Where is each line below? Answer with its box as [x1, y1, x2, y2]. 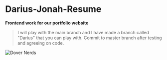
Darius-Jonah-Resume [5, 3, 102, 15]
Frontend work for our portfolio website [5, 20, 89, 26]
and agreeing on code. [17, 40, 64, 46]
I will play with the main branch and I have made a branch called [17, 29, 150, 35]
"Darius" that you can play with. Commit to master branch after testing [17, 35, 162, 41]
